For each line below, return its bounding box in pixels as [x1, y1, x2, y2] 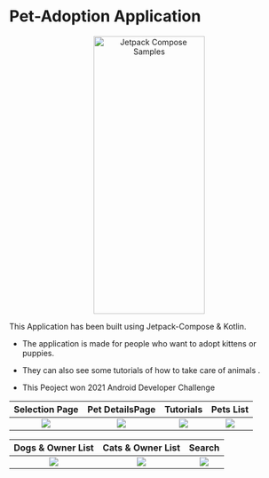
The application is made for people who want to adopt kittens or [21, 338, 257, 348]
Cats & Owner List [102, 442, 180, 454]
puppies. [21, 347, 55, 358]
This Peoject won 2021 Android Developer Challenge [21, 382, 216, 393]
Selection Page [13, 402, 79, 415]
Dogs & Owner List [13, 442, 95, 454]
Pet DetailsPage [87, 402, 156, 415]
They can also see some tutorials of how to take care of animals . [21, 364, 260, 375]
